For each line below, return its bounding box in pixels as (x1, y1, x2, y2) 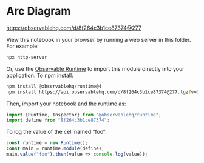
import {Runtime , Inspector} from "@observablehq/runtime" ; (6, 111, 162, 118)
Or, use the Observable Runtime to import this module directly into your (6, 65, 185, 72)
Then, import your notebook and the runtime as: (6, 100, 126, 107)
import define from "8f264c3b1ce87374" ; (6, 117, 110, 124)
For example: (6, 42, 39, 50)
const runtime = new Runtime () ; (6, 140, 88, 146)
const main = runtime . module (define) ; (6, 145, 104, 152)
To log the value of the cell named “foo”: (6, 128, 107, 136)
